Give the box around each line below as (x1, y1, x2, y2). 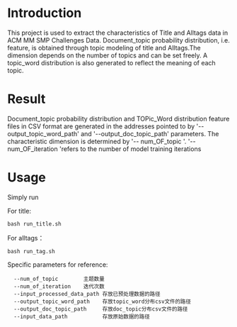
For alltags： (7, 233, 45, 242)
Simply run (7, 193, 39, 201)
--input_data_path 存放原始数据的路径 (13, 313, 150, 320)
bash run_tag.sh (7, 248, 55, 255)
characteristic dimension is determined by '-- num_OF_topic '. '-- (7, 137, 196, 145)
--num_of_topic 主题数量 (13, 275, 105, 282)
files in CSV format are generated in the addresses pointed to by (7, 122, 195, 131)
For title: (7, 206, 32, 215)
